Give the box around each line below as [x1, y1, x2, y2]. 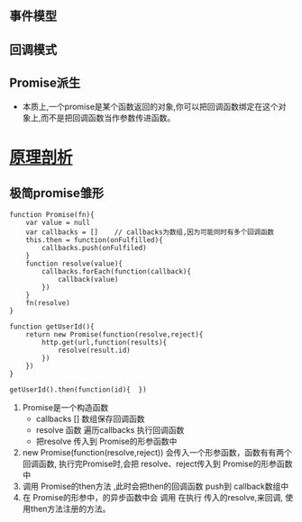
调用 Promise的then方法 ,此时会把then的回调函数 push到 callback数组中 [22, 481, 289, 491]
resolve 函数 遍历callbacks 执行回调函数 [35, 424, 185, 435]
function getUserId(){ [9, 322, 95, 331]
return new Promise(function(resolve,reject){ [25, 329, 204, 339]
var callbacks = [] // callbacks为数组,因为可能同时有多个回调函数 [25, 228, 275, 237]
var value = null [25, 218, 91, 227]
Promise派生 [9, 76, 81, 91]
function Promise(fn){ [9, 210, 95, 219]
